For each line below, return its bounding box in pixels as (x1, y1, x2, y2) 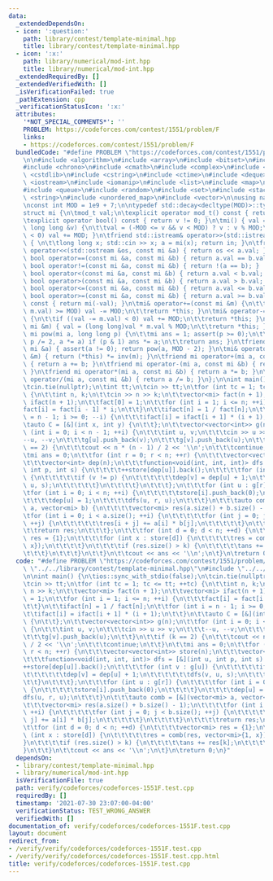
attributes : (15, 111, 57, 119)
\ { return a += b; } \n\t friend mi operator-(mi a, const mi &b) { (23, 360, 256, 369)
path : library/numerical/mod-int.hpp (23, 58, 151, 66)
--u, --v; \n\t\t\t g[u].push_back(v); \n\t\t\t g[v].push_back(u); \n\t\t (23, 436, 267, 444)
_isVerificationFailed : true (15, 87, 115, 96)
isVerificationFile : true (15, 777, 104, 785)
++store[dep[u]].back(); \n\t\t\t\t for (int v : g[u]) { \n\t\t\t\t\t (23, 663, 260, 672)
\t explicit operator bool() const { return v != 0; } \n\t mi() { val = (23, 217, 267, 225)
